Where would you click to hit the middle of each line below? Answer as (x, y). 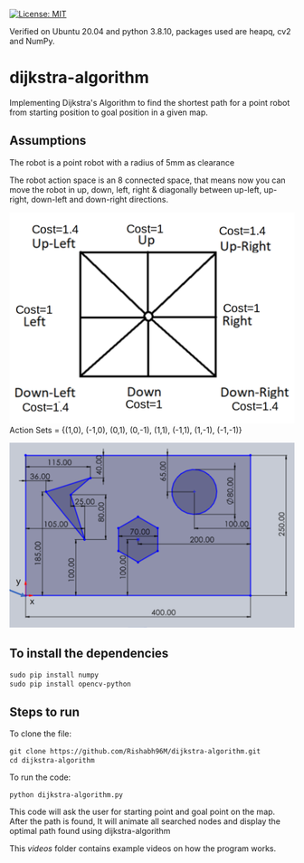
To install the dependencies (89, 653)
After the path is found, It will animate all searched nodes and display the (145, 821)
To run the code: (40, 777)
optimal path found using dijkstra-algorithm (90, 831)
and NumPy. (32, 41)
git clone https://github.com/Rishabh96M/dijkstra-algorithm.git (135, 752)
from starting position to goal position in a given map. (109, 112)
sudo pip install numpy (54, 675)
